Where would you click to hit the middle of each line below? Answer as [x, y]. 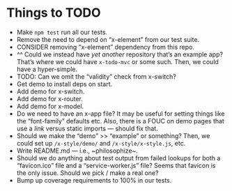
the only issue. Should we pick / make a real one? [87, 173]
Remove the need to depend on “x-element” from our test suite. [108, 39]
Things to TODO [54, 13]
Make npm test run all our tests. [62, 32]
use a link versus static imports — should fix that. [87, 128]
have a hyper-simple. [47, 69]
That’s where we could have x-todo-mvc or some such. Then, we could [117, 61]
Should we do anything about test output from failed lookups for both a [118, 158]
